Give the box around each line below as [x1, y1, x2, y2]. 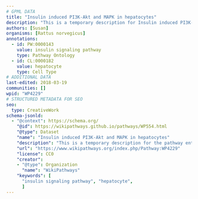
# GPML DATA [6, 8, 35, 15]
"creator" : [16, 157, 44, 162]
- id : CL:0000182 [11, 58, 54, 64]
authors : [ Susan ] [6, 25, 49, 31]
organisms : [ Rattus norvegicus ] [6, 31, 85, 37]
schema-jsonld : [6, 112, 44, 118]
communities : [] [6, 85, 46, 91]
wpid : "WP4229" [6, 91, 44, 97]
